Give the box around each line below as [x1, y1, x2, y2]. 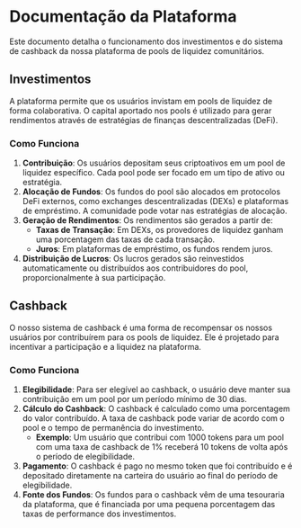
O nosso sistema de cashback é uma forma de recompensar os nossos [9, 322, 272, 333]
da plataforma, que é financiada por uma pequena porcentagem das [22, 499, 276, 510]
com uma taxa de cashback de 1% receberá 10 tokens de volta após [35, 442, 288, 452]
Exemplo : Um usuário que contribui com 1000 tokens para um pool [35, 432, 285, 443]
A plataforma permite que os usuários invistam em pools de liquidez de [9, 95, 272, 106]
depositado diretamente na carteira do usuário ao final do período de [22, 470, 279, 481]
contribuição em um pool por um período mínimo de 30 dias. [22, 394, 247, 405]
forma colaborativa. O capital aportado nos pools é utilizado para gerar [9, 105, 272, 116]
